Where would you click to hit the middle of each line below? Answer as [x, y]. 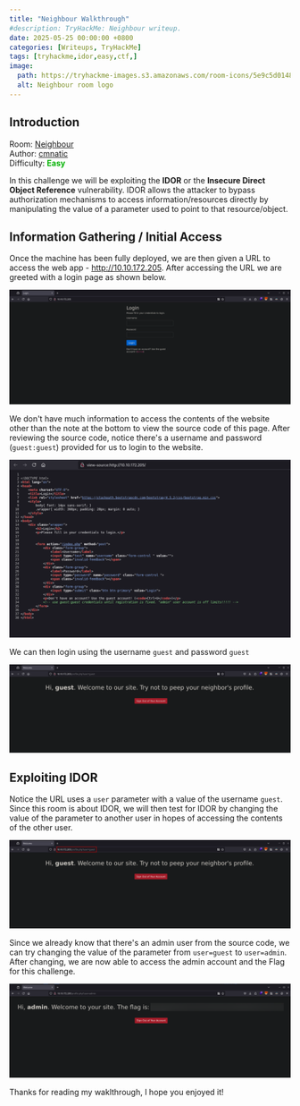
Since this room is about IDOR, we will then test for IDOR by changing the [144, 809]
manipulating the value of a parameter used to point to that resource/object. [149, 208]
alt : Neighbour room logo [66, 85]
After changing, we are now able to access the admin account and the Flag [147, 961]
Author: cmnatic [39, 153]
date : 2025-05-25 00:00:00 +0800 [71, 38]
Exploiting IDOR [54, 777]
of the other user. [41, 828]
